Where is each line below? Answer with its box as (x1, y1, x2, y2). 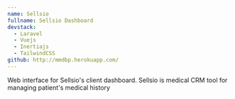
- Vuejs (13, 37, 37, 44)
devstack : (7, 23, 37, 30)
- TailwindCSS (13, 50, 55, 57)
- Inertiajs (13, 43, 50, 50)
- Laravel (13, 30, 43, 37)
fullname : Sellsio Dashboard (7, 17, 94, 24)
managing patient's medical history (7, 83, 111, 92)
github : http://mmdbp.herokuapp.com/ (7, 57, 119, 64)
